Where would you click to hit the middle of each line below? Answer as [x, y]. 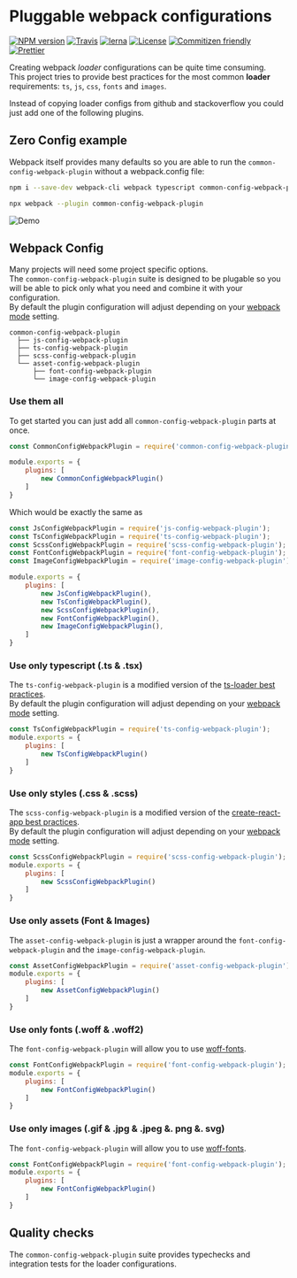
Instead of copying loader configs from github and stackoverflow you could [147, 103]
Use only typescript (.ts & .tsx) [76, 666]
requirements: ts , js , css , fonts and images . [88, 86]
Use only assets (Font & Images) [80, 920]
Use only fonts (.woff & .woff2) [76, 1029]
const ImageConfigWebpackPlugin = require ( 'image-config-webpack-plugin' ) [150, 561]
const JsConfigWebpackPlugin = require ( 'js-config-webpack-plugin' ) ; [140, 528]
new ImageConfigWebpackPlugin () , [103, 627]
